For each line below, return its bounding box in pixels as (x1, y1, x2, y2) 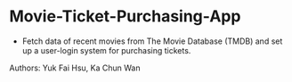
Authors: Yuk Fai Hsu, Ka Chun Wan (9, 62, 141, 73)
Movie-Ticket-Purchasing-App (9, 6, 241, 27)
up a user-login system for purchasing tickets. (21, 45, 191, 55)
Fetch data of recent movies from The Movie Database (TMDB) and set (21, 36, 283, 46)
